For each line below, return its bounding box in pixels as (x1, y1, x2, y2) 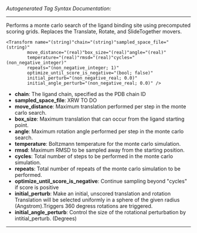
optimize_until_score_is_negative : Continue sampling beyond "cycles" (14, 178, 188, 184)
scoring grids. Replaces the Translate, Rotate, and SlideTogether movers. (6, 28, 182, 35)
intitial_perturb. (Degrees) (14, 215, 77, 222)
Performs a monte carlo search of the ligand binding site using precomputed (6, 22, 191, 29)
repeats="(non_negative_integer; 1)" (27, 65, 119, 71)
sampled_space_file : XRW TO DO (14, 97, 97, 104)
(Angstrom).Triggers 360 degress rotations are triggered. (14, 203, 153, 210)
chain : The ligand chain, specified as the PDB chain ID (14, 91, 147, 97)
